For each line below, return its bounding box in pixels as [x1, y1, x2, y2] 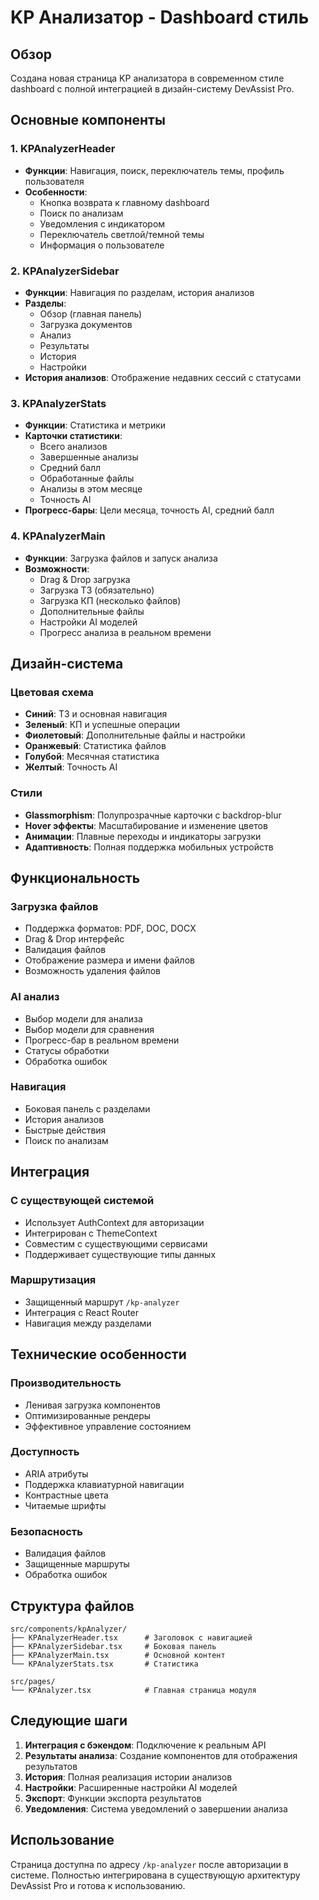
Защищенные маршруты [24, 1558, 130, 1570]
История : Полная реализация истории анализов [24, 1771, 233, 1783]
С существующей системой [10, 1194, 155, 1208]
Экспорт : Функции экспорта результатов [24, 1792, 202, 1804]
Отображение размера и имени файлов [24, 954, 195, 966]
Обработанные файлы [39, 472, 135, 485]
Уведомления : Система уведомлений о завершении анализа [24, 1802, 288, 1815]
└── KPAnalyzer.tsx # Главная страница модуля [10, 1685, 257, 1695]
